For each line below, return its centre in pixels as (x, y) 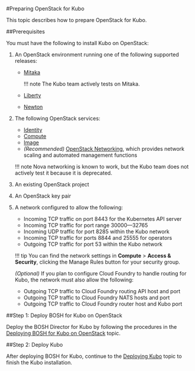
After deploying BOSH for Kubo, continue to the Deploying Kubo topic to (94, 356)
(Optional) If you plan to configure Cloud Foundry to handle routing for (100, 273)
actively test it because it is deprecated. (63, 173)
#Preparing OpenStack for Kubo (45, 9)
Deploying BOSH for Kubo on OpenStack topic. (63, 333)
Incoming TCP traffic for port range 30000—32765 (86, 225)
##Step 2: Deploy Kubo (35, 345)
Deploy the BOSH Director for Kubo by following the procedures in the (92, 327)
